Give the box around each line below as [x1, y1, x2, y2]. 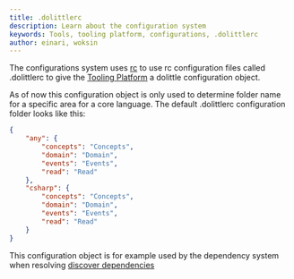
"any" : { [25, 134, 58, 143]
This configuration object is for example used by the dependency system [9, 249, 280, 260]
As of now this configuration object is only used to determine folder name [9, 89, 281, 100]
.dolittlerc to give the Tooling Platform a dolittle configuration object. [9, 72, 261, 83]
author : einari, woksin [9, 38, 99, 47]
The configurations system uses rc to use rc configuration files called [9, 63, 266, 73]
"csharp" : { [25, 184, 70, 193]
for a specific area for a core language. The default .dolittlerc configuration [9, 99, 286, 110]
